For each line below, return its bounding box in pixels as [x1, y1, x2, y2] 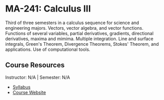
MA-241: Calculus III [5, 3, 91, 15]
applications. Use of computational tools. [5, 46, 91, 52]
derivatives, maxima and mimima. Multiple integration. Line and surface [5, 36, 154, 42]
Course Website [12, 89, 46, 95]
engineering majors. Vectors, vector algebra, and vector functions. [5, 25, 144, 31]
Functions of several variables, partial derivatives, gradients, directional [5, 30, 154, 36]
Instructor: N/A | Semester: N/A [5, 74, 70, 80]
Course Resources [5, 61, 65, 69]
